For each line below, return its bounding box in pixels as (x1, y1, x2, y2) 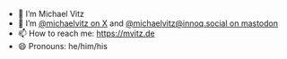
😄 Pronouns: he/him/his (17, 41, 108, 51)
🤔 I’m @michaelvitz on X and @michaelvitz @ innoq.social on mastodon (17, 18, 278, 29)
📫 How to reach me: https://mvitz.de (17, 28, 155, 38)
